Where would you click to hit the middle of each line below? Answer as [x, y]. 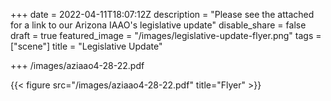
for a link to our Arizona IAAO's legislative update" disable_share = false [158, 25]
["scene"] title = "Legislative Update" [86, 46]
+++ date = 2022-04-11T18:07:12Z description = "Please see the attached [162, 14]
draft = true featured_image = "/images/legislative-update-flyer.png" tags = [166, 35]
